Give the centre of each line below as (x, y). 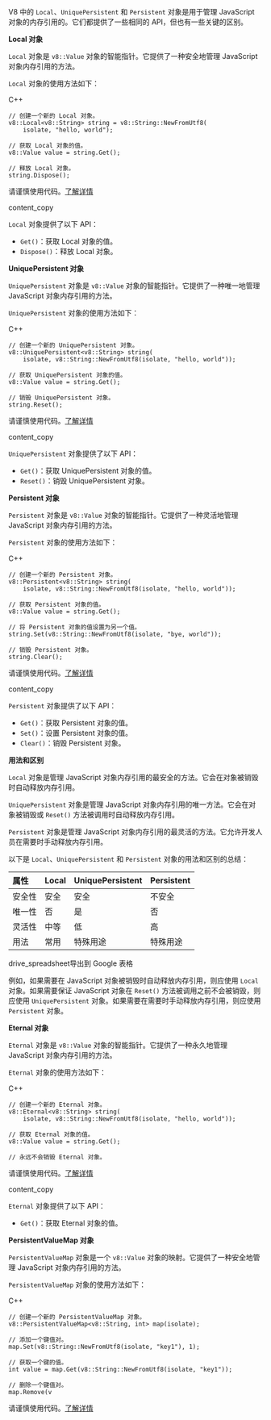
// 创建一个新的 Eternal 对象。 (57, 1105)
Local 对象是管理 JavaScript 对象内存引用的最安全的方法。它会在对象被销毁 (133, 777)
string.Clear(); (35, 657)
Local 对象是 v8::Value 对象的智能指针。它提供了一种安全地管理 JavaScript (133, 56)
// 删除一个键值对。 (38, 1385)
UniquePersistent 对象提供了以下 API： (73, 453)
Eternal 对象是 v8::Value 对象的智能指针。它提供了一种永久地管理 (118, 1045)
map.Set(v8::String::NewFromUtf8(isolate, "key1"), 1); (104, 1347)
